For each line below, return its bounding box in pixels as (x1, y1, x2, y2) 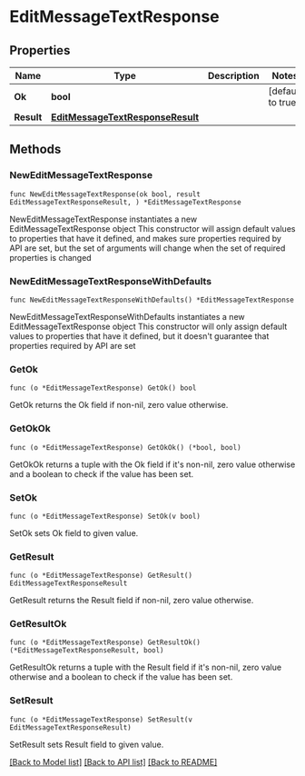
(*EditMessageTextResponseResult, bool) (9, 646, 165, 655)
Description (207, 70, 261, 82)
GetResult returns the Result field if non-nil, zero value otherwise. (9, 595, 254, 606)
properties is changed (9, 252, 93, 263)
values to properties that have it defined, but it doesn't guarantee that (9, 330, 270, 342)
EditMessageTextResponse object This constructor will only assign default (9, 321, 288, 332)
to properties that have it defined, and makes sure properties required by (9, 233, 281, 244)
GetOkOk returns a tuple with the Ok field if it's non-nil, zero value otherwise (9, 459, 296, 470)
